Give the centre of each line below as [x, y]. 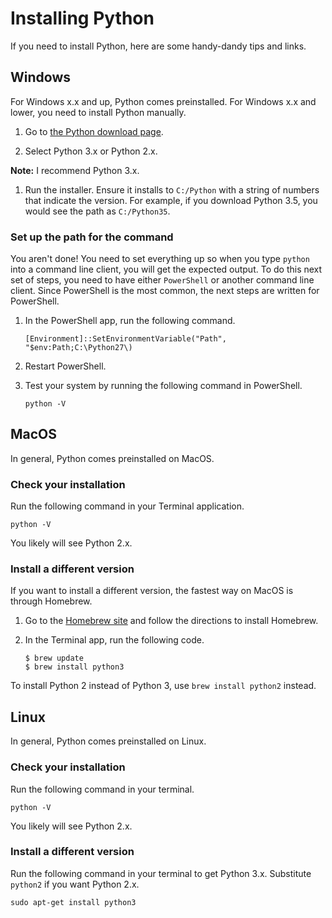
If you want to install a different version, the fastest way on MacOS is [152, 591]
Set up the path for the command [92, 237]
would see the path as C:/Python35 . [97, 211]
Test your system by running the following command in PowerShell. [163, 386]
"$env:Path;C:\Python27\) [78, 348]
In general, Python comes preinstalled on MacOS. [112, 458]
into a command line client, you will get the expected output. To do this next [166, 269]
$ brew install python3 [74, 667]
